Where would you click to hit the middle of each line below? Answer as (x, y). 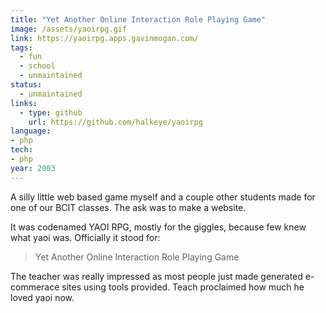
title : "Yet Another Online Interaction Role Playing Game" (138, 19)
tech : (21, 150)
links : (24, 103)
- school (37, 66)
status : (26, 85)
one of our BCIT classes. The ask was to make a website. (128, 207)
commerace (35, 287)
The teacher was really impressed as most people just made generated (156, 276)
